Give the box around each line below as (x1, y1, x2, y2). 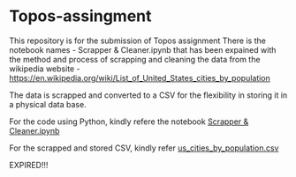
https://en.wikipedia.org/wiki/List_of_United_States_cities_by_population (9, 72, 271, 83)
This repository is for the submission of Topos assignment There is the (9, 35, 267, 46)
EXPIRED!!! (9, 159, 49, 170)
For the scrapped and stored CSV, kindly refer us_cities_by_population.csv (9, 143, 279, 153)
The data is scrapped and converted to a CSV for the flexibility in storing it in (9, 90, 288, 100)
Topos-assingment (9, 6, 152, 26)
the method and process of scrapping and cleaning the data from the (9, 54, 261, 64)
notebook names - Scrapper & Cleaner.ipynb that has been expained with (9, 44, 277, 55)
